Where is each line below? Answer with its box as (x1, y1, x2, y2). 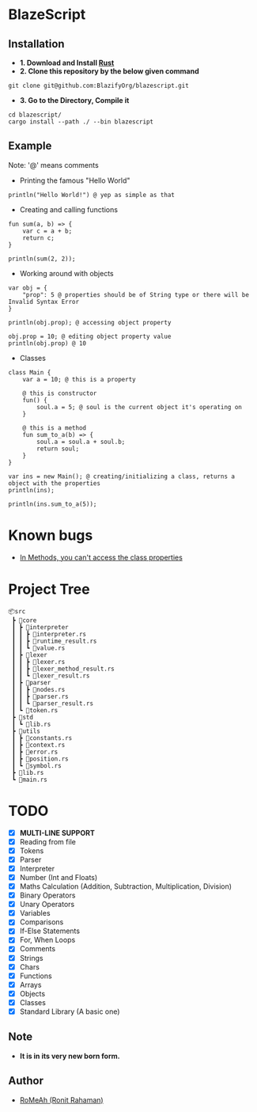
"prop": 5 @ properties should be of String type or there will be (22, 290, 249, 298)
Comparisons (19, 917, 64, 927)
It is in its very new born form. (19, 1051, 120, 1061)
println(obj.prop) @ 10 (8, 339, 87, 347)
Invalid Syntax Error (8, 298, 80, 306)
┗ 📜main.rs (11, 776, 47, 784)
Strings (19, 953, 43, 962)
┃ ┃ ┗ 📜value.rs (11, 643, 66, 652)
